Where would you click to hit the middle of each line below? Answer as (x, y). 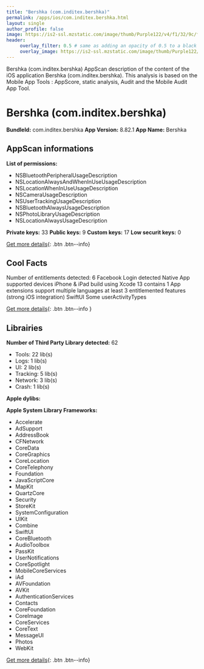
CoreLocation (32, 461)
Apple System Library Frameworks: (52, 411)
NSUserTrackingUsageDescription (58, 201)
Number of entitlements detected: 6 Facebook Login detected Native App (98, 278)
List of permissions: (32, 163)
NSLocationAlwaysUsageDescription (61, 220)
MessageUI (29, 636)
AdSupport (29, 429)
